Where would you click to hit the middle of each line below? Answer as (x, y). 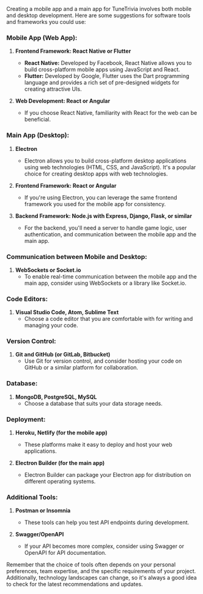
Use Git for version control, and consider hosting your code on (103, 361)
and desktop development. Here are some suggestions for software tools (98, 15)
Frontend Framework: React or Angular (66, 185)
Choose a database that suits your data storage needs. (94, 403)
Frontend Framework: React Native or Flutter (73, 51)
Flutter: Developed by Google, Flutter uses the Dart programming (107, 76)
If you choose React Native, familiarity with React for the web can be (111, 113)
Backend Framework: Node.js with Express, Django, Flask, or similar (104, 216)
